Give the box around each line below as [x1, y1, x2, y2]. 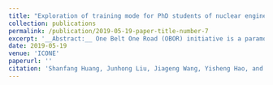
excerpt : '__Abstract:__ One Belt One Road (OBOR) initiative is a [8, 34, 242, 43]
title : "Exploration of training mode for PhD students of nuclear [8, 11, 242, 20]
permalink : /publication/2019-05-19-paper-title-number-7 [8, 27, 209, 35]
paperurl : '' [8, 57, 53, 66]
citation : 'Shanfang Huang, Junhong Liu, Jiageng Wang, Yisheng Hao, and [8, 65, 264, 73]
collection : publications [8, 19, 96, 28]
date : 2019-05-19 [8, 42, 67, 50]
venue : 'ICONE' [8, 49, 60, 57]
